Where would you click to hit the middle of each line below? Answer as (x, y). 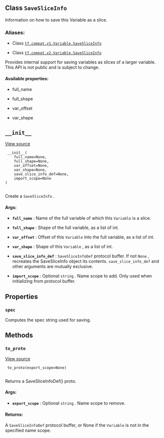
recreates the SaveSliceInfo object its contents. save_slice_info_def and (85, 261)
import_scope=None (33, 179)
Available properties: (27, 78)
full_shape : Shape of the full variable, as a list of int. (65, 228)
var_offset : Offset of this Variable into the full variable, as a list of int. (83, 237)
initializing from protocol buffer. (44, 281)
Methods (19, 335)
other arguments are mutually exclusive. (52, 267)
